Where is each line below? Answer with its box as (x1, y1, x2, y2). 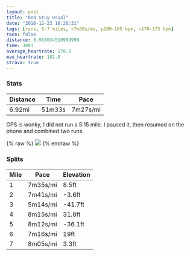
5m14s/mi (28, 200, 57, 209)
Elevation (63, 171, 90, 179)
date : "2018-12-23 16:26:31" (6, 20, 80, 26)
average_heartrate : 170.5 (6, 48, 71, 54)
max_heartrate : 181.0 (6, 54, 61, 60)
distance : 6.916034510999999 (6, 37, 80, 43)
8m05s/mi (28, 240, 57, 248)
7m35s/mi (28, 181, 57, 189)
